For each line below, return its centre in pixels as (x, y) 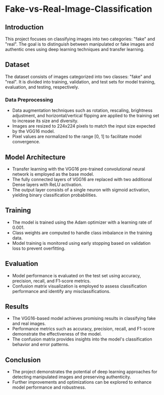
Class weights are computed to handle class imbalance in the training (82, 233)
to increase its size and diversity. (45, 121)
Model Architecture (35, 157)
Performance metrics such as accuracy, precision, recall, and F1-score (83, 329)
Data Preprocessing (29, 100)
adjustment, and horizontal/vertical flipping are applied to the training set (86, 116)
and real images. (29, 324)
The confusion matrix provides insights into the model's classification (82, 339)
